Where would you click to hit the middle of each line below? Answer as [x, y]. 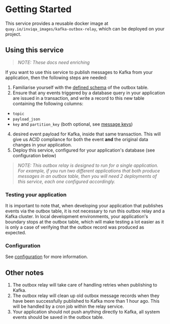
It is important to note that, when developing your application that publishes [84, 206]
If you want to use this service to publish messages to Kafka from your [79, 72]
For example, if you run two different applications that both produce [89, 170]
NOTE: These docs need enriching [54, 62]
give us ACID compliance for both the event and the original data [80, 139]
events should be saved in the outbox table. [58, 317]
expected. [16, 233]
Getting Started [39, 9]
